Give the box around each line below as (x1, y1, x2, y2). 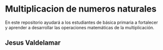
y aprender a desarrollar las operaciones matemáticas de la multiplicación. (5, 24, 155, 30)
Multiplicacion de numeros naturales (5, 3, 157, 15)
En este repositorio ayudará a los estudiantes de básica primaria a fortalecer (5, 19, 158, 25)
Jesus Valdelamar (5, 39, 61, 47)
